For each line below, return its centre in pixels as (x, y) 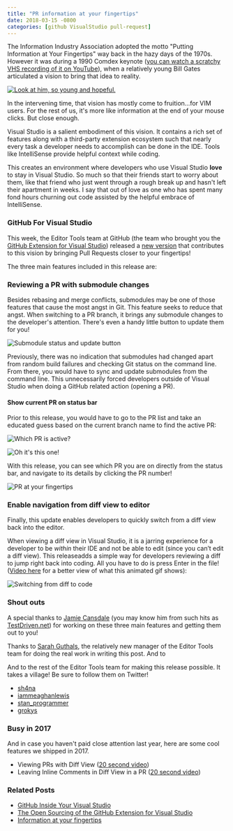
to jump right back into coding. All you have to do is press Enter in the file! (113, 563)
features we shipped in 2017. (48, 751)
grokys (27, 710)
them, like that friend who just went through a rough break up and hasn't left (117, 182)
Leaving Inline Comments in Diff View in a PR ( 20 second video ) (109, 772)
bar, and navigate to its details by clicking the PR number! (90, 473)
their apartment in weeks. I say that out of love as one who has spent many (115, 190)
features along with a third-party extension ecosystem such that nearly (109, 139)
